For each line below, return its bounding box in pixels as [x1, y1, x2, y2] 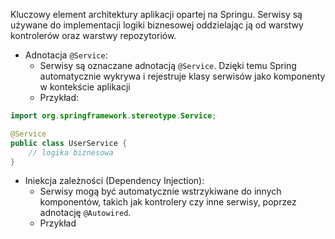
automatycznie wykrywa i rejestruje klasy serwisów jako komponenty [39, 70, 326, 82]
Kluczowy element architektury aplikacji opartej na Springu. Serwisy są [10, 9, 303, 20]
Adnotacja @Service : [24, 49, 108, 61]
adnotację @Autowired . [39, 207, 132, 219]
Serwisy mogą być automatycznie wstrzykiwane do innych [39, 185, 282, 198]
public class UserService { [10, 138, 128, 148]
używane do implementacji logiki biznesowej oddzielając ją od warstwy [10, 19, 304, 31]
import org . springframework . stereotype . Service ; [10, 111, 217, 121]
